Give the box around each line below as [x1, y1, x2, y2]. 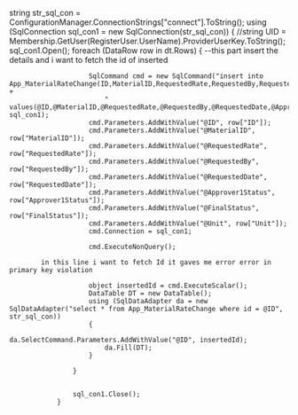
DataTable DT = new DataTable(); [88, 289, 213, 298]
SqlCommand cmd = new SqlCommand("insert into [88, 72, 264, 81]
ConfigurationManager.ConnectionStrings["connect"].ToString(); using [9, 17, 268, 27]
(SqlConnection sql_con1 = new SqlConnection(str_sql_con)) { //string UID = [9, 27, 286, 36]
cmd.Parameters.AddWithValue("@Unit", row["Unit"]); [88, 219, 288, 228]
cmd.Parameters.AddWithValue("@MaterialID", [88, 126, 255, 135]
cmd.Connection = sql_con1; [88, 227, 192, 236]
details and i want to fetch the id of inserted [9, 55, 169, 65]
